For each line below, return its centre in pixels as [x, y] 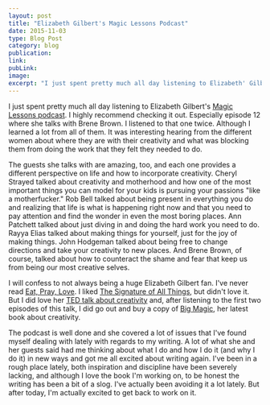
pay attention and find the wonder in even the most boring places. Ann [125, 216]
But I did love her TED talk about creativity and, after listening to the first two [135, 300]
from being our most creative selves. [69, 267]
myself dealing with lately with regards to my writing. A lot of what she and [132, 341]
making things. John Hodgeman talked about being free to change [118, 242]
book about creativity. [45, 317]
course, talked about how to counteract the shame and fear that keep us [128, 258]
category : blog [34, 46]
